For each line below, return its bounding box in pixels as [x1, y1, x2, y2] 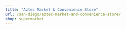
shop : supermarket [5, 16, 44, 21]
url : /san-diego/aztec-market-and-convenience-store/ [5, 12, 121, 17]
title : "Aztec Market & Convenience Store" [5, 7, 99, 12]
